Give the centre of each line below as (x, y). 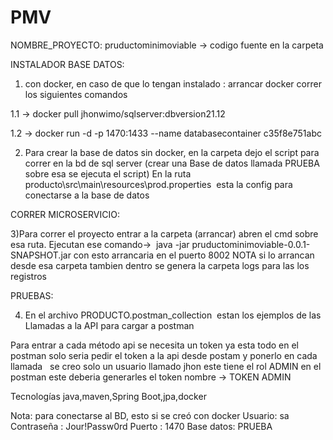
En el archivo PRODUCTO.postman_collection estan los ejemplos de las (173, 315)
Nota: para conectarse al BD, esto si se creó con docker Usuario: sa (150, 415)
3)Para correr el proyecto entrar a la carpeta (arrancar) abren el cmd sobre (164, 233)
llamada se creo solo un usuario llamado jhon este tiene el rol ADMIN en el (166, 366)
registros (28, 276)
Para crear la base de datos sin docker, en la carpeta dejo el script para (172, 152)
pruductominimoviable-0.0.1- (251, 244)
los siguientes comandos (76, 94)
